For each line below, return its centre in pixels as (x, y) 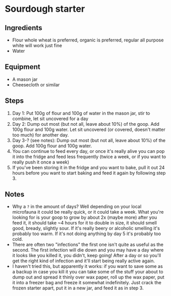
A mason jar (25, 79)
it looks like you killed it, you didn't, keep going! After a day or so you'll (87, 256)
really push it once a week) (41, 162)
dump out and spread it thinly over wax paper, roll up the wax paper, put (88, 277)
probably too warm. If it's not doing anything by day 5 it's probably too (87, 234)
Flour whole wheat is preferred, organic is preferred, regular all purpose (88, 40)
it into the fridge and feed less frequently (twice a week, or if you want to (89, 156)
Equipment (23, 67)
